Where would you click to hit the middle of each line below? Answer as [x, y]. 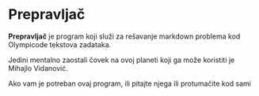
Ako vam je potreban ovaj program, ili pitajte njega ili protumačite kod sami [130, 83]
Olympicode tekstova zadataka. [60, 44]
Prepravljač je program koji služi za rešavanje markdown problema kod [124, 36]
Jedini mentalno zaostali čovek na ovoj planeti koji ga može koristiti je [122, 60]
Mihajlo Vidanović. [38, 68]
